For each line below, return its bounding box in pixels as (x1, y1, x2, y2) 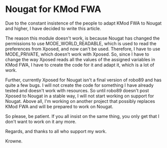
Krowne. (5, 138, 23, 144)
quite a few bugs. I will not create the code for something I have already (5, 82, 154, 88)
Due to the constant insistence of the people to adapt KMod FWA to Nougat (5, 20, 162, 26)
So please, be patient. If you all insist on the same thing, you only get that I (5, 113, 159, 119)
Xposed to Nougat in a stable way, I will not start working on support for (5, 93, 154, 99)
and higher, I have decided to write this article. (5, 25, 102, 31)
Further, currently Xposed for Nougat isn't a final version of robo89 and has (5, 77, 162, 83)
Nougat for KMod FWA (5, 4, 102, 15)
